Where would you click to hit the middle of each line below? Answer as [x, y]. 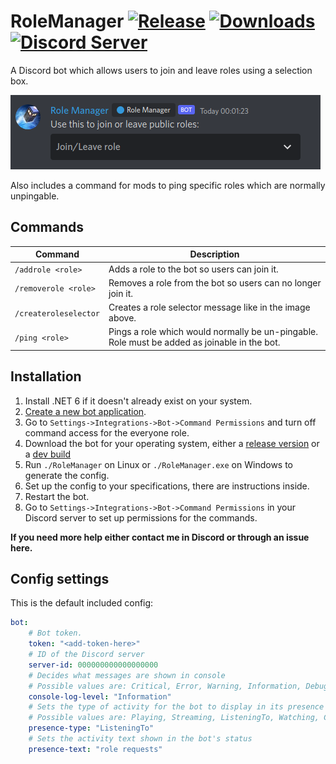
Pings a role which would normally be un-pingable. [213, 332]
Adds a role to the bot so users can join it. [193, 269]
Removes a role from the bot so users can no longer [215, 282]
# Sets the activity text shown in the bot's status [140, 739]
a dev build [48, 454]
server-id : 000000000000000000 [93, 665]
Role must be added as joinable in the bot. [194, 342]
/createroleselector [57, 313]
